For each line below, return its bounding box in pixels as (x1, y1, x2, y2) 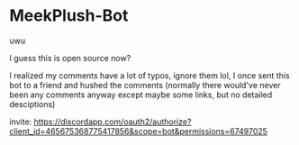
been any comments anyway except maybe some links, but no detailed (9, 89, 273, 100)
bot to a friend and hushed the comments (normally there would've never (9, 79, 281, 90)
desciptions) (9, 98, 56, 109)
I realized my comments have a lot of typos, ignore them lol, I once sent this (9, 69, 290, 81)
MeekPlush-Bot (9, 5, 129, 26)
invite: (9, 116, 32, 127)
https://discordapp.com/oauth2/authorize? (33, 116, 192, 127)
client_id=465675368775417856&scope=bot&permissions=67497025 (9, 125, 268, 136)
